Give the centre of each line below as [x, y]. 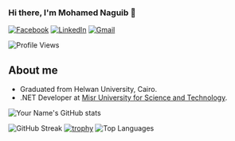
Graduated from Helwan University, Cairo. [88, 90]
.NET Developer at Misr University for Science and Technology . [123, 97]
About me [33, 70]
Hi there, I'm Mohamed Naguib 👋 [72, 13]
